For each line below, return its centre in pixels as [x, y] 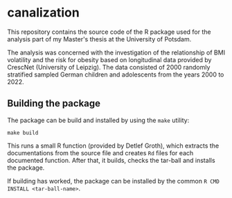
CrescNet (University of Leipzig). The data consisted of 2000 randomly [109, 67]
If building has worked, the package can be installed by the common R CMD [113, 181]
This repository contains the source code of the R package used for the [109, 32]
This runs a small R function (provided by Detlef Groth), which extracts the [113, 146]
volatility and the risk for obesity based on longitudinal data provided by [109, 59]
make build [23, 132]
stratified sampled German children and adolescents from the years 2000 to [116, 75]
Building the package [54, 104]
